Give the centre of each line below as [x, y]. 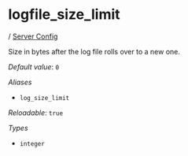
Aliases [20, 82]
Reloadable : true [36, 113]
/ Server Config [33, 36]
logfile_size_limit [64, 15]
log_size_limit [44, 98]
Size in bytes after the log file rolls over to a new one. [94, 51]
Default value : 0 [34, 67]
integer [32, 143]
